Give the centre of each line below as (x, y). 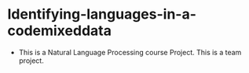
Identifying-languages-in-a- (102, 14)
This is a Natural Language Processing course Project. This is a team (130, 52)
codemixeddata (59, 31)
